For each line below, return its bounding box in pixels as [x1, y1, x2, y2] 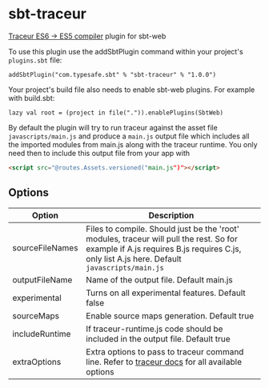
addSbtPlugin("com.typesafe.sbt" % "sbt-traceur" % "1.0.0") [8, 70, 217, 78]
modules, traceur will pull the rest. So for [86, 233, 238, 244]
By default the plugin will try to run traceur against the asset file [8, 122, 218, 132]
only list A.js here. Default [86, 253, 182, 264]
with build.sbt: [8, 93, 55, 102]
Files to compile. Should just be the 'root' [86, 223, 240, 234]
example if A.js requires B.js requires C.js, [86, 243, 242, 254]
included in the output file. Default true [86, 333, 231, 344]
